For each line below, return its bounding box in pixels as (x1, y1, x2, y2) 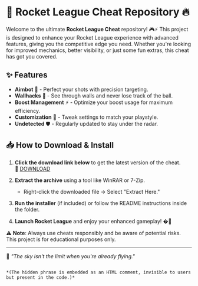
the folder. (14, 206, 40, 213)
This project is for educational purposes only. (6, 236, 116, 243)
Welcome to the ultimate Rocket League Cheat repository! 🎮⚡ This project (6, 25, 189, 32)
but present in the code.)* (6, 274, 75, 280)
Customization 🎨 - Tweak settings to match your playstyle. (14, 113, 159, 121)
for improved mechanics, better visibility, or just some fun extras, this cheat (6, 47, 190, 54)
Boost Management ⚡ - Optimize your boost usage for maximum (14, 99, 173, 106)
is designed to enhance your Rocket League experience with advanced (6, 34, 179, 41)
